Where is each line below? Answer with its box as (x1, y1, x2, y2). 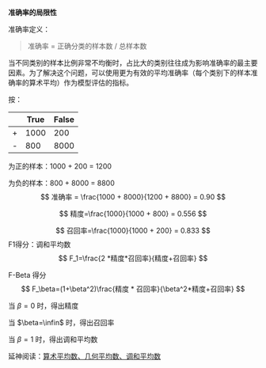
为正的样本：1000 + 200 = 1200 (8, 161, 112, 171)
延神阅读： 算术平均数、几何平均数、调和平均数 (8, 351, 161, 361)
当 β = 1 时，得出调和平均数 (8, 335, 98, 343)
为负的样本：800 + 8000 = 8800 (8, 178, 115, 188)
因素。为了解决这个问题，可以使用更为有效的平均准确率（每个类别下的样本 (8, 68, 251, 78)
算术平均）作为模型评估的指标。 (28, 78, 133, 87)
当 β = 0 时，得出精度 (8, 301, 79, 310)
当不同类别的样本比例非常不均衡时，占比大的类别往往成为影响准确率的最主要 (8, 59, 258, 67)
